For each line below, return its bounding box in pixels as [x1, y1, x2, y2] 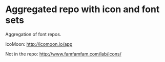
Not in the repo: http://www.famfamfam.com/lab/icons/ [5, 51, 122, 57]
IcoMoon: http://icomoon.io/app [5, 41, 73, 47]
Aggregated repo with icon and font [5, 4, 160, 15]
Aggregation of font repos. [5, 31, 61, 37]
